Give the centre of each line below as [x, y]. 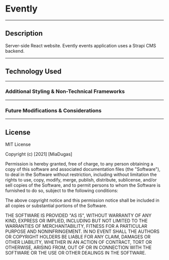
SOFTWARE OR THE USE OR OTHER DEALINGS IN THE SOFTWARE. [76, 252]
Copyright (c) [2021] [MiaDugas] [39, 154]
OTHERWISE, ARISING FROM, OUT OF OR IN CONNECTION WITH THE [78, 247]
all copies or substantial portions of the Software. [56, 205]
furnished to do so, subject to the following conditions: [62, 190]
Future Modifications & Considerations [53, 110]
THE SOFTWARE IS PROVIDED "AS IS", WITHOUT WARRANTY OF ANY [78, 215]
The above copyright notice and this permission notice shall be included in [82, 200]
